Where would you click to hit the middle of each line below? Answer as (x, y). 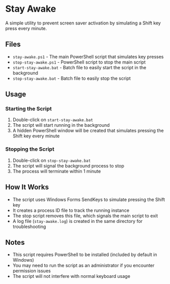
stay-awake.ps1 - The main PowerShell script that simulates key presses (88, 56)
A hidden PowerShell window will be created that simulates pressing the (88, 131)
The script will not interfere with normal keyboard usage (72, 276)
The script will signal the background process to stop (68, 165)
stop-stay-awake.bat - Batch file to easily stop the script (72, 78)
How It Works (27, 187)
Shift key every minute (36, 136)
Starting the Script (29, 109)
